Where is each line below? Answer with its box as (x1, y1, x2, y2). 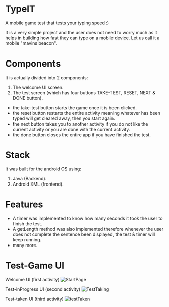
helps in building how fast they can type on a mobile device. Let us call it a (5, 35, 160, 41)
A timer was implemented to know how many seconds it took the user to (12, 215, 163, 221)
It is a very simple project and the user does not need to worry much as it (5, 29, 157, 35)
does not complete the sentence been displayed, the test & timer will (12, 231, 155, 237)
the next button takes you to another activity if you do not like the (12, 120, 148, 127)
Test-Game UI (5, 260, 65, 271)
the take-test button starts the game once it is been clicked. (12, 104, 137, 111)
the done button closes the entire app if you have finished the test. (12, 132, 151, 138)
